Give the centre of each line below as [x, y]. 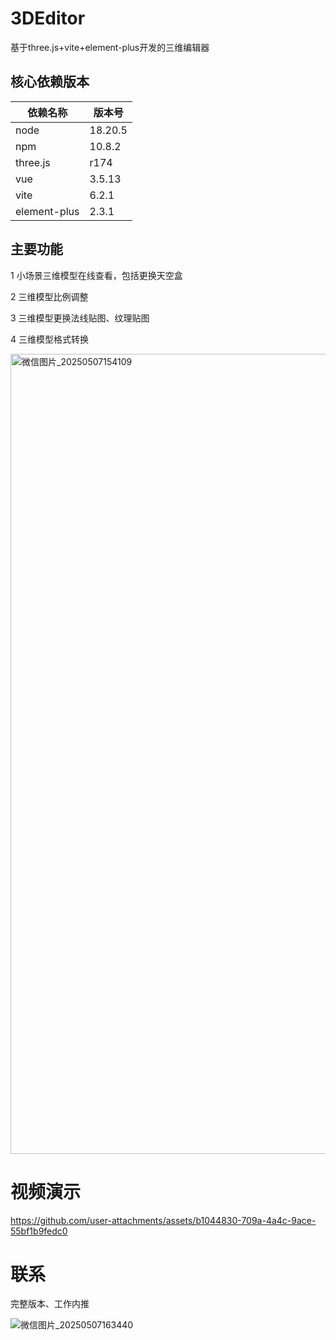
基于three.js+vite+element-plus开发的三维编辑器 [110, 47]
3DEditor [48, 18]
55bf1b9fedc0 [39, 1231]
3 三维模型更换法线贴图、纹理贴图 [80, 318]
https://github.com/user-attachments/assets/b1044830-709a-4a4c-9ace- [163, 1220]
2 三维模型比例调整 [49, 296]
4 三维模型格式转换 [49, 339]
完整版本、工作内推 [50, 1304]
